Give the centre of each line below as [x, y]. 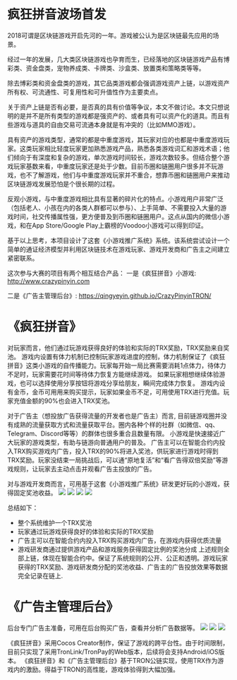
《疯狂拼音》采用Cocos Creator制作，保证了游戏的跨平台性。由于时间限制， [118, 643]
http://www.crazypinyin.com [49, 281]
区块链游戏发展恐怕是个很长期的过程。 [63, 184]
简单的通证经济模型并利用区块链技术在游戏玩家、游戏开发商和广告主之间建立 [119, 249]
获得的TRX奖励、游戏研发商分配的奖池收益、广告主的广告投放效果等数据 [122, 567]
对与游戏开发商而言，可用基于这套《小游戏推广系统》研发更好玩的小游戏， [115, 483]
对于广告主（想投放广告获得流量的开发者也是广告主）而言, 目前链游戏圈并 [114, 416]
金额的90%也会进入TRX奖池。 [70, 401]
